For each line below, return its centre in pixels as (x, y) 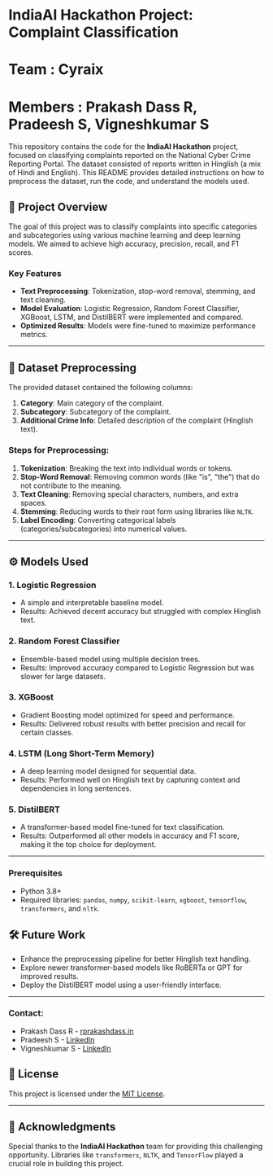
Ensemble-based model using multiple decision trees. (110, 659)
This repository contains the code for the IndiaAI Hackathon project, (123, 147)
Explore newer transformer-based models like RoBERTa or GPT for (131, 968)
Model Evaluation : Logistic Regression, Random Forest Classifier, (130, 309)
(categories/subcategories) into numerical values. (104, 529)
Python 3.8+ (41, 891)
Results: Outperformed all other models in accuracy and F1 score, (130, 836)
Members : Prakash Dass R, (103, 107)
